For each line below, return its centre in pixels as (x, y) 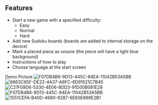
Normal (27, 30)
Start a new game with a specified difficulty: (57, 20)
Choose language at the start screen (49, 67)
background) (25, 57)
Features (19, 8)
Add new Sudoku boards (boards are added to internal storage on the (82, 41)
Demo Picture (19, 76)
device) (20, 46)
